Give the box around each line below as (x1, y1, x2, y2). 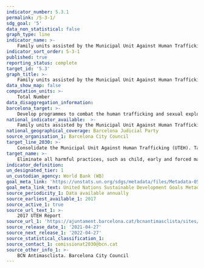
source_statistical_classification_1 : (6, 235, 104, 241)
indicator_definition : (6, 162, 64, 168)
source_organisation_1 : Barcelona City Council (6, 133, 129, 140)
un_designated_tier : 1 (6, 167, 64, 174)
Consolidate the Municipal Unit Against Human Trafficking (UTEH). (17, 144, 191, 151)
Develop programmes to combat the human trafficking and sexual (17, 111, 183, 117)
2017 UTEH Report (17, 213, 61, 219)
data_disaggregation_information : (6, 99, 94, 105)
